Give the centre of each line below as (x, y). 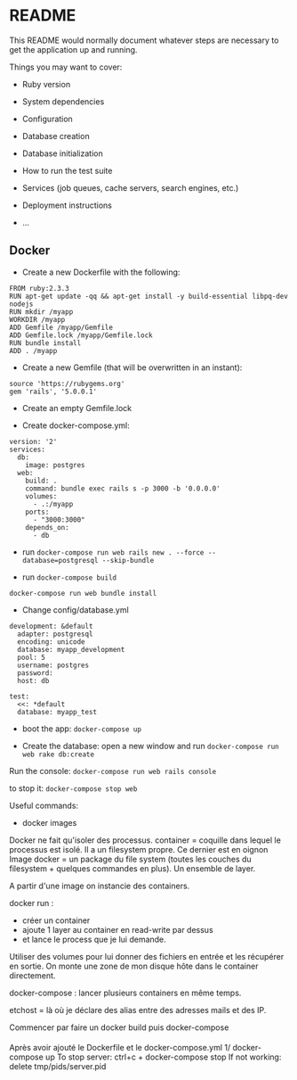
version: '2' (33, 441)
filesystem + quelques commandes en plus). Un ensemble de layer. (132, 868)
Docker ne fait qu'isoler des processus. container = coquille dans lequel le (145, 840)
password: (35, 673)
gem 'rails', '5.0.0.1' (53, 392)
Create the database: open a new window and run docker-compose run (150, 746)
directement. (32, 975)
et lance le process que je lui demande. (94, 939)
